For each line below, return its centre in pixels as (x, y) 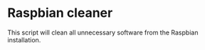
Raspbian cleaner (60, 13)
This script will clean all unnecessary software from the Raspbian (103, 32)
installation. (24, 39)
